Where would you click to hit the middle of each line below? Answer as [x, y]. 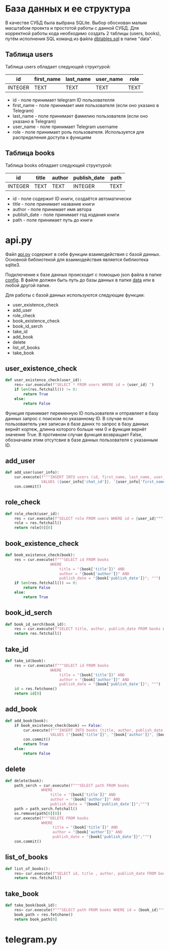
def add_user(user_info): [32, 472]
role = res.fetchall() [38, 523]
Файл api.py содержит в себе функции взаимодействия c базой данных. [83, 254]
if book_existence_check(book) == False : [58, 725]
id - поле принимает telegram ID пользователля [63, 100]
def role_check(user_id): [32, 514]
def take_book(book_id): [31, 905]
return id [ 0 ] [28, 694]
